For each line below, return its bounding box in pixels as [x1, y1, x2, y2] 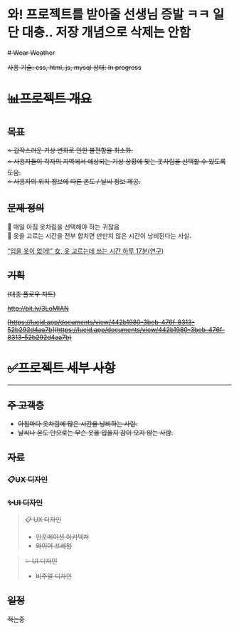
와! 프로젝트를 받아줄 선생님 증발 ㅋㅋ [7, 6, 210, 23]
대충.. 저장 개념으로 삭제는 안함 [21, 24, 191, 41]
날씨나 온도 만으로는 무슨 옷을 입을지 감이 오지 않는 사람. [17, 428, 174, 437]
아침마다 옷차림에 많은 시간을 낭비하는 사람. [17, 420, 138, 428]
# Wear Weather [7, 48, 55, 57]
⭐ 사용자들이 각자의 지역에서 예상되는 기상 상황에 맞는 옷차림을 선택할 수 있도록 [7, 157, 226, 165]
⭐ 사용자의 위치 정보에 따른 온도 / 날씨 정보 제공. [7, 177, 141, 185]
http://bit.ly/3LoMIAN [7, 304, 69, 312]
